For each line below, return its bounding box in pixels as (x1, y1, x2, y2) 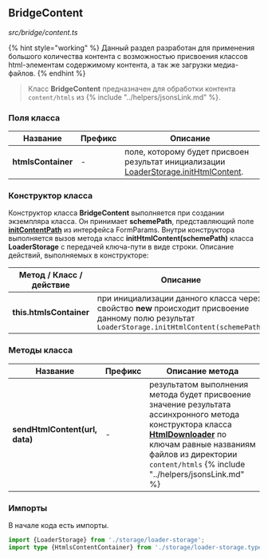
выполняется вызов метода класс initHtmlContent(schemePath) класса (8, 234, 254, 243)
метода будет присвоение (148, 388, 251, 400)
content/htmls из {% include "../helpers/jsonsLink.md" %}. (27, 92, 221, 102)
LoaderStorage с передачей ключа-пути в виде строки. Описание (8, 242, 234, 252)
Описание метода (166, 365, 239, 376)
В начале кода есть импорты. (8, 521, 109, 529)
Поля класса (8, 112, 61, 123)
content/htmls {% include (148, 459, 246, 470)
